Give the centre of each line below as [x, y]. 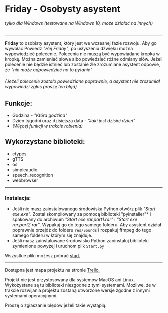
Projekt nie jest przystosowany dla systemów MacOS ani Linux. [70, 280]
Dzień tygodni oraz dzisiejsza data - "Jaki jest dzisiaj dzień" [74, 121]
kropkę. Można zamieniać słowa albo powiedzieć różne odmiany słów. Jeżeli [84, 59]
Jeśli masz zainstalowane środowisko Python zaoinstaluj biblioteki [80, 241]
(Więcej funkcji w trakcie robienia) [48, 126]
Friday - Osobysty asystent [63, 9]
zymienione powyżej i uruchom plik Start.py [58, 246]
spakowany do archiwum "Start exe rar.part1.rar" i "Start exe [75, 219]
